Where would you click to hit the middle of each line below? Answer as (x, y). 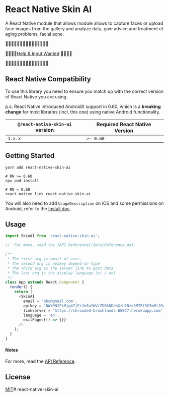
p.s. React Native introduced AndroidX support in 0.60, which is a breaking (83, 106)
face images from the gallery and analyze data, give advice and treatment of (84, 28)
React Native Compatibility (48, 79)
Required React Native (124, 124)
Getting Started (30, 156)
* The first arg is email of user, (45, 259)
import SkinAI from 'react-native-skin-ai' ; (53, 236)
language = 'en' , (41, 315)
